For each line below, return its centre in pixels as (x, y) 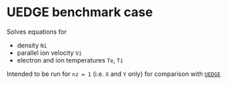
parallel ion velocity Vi (49, 53)
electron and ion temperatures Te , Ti (70, 60)
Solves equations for (37, 32)
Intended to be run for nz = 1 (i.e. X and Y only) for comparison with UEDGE (114, 74)
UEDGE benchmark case (80, 12)
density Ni (32, 45)
